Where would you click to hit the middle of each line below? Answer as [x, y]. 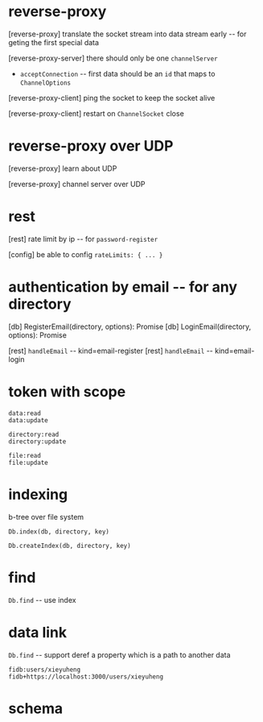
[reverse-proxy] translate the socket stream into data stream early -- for [127, 34]
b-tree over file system [46, 517]
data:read [25, 413]
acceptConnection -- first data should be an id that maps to [117, 73]
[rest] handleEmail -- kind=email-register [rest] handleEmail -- [111, 351]
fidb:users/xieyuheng [45, 670]
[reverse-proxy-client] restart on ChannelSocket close [97, 113]
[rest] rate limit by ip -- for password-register [83, 239]
